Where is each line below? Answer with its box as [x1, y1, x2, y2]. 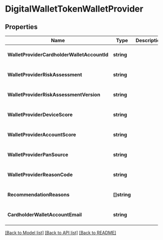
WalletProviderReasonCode [7, 171, 73, 178]
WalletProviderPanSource [7, 151, 69, 158]
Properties [5, 23, 38, 31]
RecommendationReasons [7, 192, 70, 198]
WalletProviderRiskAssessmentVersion [7, 91, 100, 98]
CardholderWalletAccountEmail [7, 211, 82, 218]
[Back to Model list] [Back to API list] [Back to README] [5, 230, 116, 236]
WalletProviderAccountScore [7, 131, 76, 138]
